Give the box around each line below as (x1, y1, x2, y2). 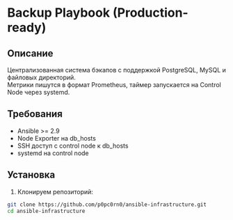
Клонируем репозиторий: (17, 187, 94, 196)
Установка (7, 169, 56, 181)
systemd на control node (17, 148, 89, 157)
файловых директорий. (7, 73, 77, 81)
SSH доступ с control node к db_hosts (17, 141, 129, 150)
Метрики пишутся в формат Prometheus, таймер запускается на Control (7, 81, 221, 88)
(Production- (112, 5, 189, 21)
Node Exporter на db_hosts (17, 134, 96, 142)
